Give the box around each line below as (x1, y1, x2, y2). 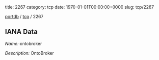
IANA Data (5, 28, 38, 36)
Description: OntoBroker (5, 50, 54, 56)
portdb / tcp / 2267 (5, 14, 44, 19)
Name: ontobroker (5, 40, 42, 46)
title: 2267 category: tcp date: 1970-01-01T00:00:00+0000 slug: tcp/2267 (5, 4, 154, 10)
